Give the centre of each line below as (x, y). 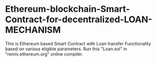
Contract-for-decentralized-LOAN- (79, 19)
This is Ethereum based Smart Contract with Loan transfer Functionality (78, 43)
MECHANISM (33, 30)
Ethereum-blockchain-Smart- (68, 9)
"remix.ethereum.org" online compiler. (44, 54)
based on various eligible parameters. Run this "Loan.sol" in (66, 49)
